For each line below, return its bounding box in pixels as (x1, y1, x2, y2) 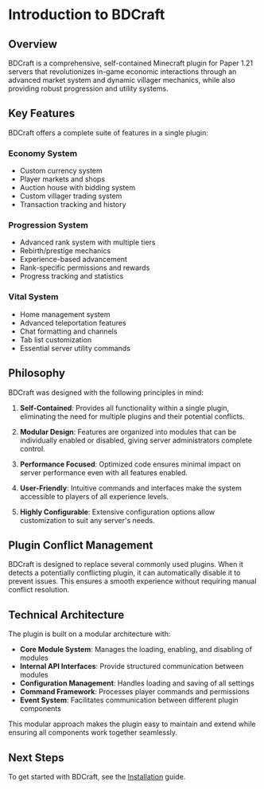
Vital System (8, 291, 59, 303)
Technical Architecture (8, 607, 125, 622)
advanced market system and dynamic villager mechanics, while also (8, 76, 236, 84)
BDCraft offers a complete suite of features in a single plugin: (8, 127, 209, 137)
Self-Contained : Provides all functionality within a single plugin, (19, 403, 229, 412)
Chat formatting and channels (19, 326, 118, 336)
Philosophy (8, 366, 66, 380)
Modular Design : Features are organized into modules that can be (19, 427, 237, 436)
